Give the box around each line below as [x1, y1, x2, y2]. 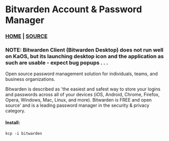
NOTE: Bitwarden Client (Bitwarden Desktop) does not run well [5, 46, 163, 54]
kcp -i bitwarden [5, 131, 42, 136]
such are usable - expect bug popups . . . [5, 59, 108, 66]
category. [5, 108, 26, 114]
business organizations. [5, 76, 55, 82]
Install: [5, 120, 20, 126]
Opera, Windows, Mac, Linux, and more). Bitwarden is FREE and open [5, 97, 152, 103]
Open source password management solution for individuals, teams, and [5, 70, 158, 77]
